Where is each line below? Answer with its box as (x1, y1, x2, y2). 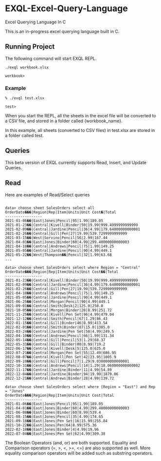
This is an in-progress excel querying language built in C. (5, 28, 120, 34)
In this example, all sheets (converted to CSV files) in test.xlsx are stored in (5, 128, 155, 133)
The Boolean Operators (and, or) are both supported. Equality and (5, 440, 137, 445)
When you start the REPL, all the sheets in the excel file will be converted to (5, 113, 157, 119)
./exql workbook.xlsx (5, 65, 49, 70)
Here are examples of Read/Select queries (5, 192, 90, 198)
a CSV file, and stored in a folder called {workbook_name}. (5, 118, 123, 124)
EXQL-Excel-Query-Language (5, 3, 128, 14)
